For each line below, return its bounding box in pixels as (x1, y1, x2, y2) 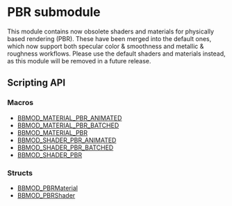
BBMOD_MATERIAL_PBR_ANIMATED (17, 113, 122, 122)
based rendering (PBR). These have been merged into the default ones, (7, 34, 212, 42)
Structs (7, 168, 33, 177)
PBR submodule (7, 4, 101, 20)
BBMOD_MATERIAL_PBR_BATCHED (17, 121, 119, 129)
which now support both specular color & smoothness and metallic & (7, 42, 204, 50)
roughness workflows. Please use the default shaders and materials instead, (7, 49, 226, 58)
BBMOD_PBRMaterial (17, 184, 78, 192)
